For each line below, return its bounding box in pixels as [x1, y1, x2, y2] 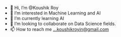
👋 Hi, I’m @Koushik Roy [10, 5, 59, 10]
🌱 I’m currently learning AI [10, 15, 65, 21]
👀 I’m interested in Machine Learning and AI [10, 10, 101, 16]
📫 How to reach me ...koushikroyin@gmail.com [10, 26, 109, 32]
